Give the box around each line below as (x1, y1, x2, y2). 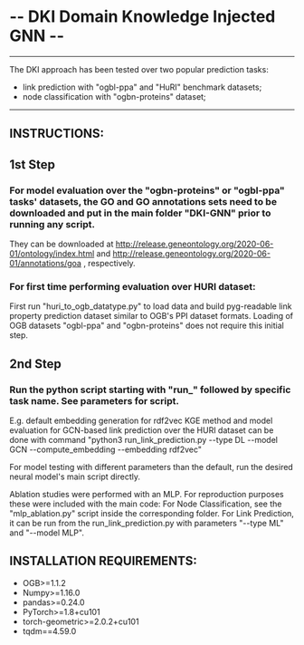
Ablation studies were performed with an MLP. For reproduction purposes (9, 489, 284, 499)
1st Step (9, 157, 56, 172)
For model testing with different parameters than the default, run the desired (9, 462, 294, 472)
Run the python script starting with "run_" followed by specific (9, 383, 291, 396)
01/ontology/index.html (9, 248, 95, 259)
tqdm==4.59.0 (22, 625, 77, 636)
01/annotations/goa (9, 258, 81, 269)
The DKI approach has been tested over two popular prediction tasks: (9, 63, 269, 74)
